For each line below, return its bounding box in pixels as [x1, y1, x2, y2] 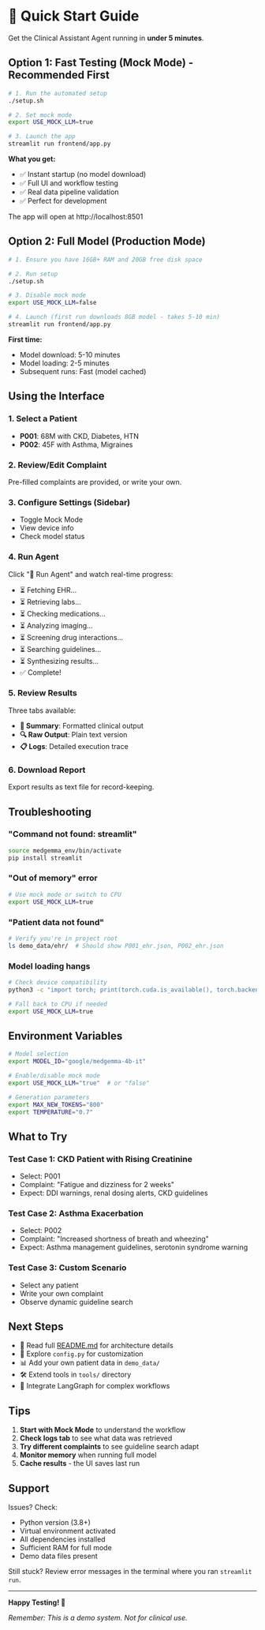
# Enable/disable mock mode [8, 1072, 101, 1080]
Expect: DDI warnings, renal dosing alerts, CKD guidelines [19, 1188, 208, 1198]
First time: [8, 335, 43, 344]
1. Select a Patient [8, 414, 77, 425]
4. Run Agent [8, 552, 59, 563]
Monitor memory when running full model [19, 1450, 157, 1460]
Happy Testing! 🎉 [8, 1598, 65, 1607]
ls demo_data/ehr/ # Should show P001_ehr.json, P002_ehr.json [8, 942, 224, 950]
